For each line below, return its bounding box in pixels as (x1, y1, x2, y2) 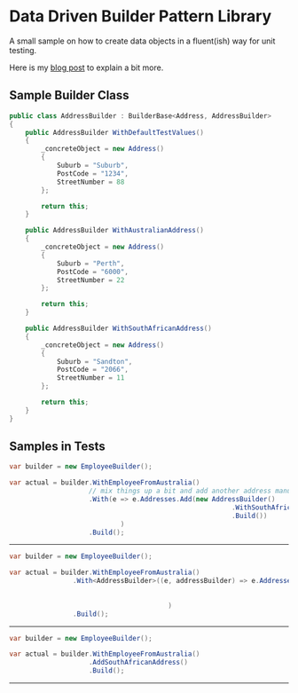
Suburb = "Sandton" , (56, 357, 133, 366)
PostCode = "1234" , (56, 169, 129, 178)
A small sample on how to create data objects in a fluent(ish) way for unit (9, 35, 276, 46)
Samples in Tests (9, 439, 106, 454)
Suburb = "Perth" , (56, 259, 125, 268)
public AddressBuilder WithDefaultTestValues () (25, 128, 204, 137)
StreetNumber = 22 (56, 275, 125, 285)
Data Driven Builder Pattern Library (9, 6, 272, 27)
